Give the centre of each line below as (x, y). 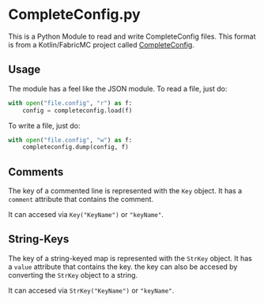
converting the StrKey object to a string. (73, 275)
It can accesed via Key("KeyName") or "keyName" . (86, 215)
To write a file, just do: (44, 125)
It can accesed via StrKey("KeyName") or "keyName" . (91, 290)
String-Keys (39, 239)
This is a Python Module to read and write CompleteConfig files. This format (132, 36)
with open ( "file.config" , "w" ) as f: (70, 140)
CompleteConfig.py (74, 15)
